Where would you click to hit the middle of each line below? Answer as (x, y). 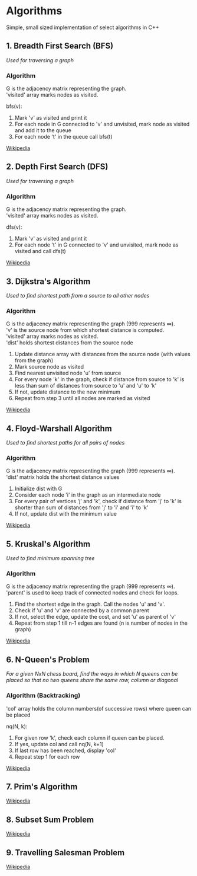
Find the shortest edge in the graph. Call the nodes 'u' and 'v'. (90, 604)
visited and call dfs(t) (40, 251)
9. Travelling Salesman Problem (65, 853)
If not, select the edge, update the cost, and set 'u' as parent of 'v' (95, 617)
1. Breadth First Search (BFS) (60, 46)
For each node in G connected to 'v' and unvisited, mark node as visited (102, 124)
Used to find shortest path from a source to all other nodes (78, 295)
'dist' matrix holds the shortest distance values (63, 477)
